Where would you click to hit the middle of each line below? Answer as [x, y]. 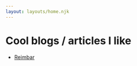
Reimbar [24, 57]
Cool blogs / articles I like [68, 40]
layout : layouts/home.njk [37, 11]
